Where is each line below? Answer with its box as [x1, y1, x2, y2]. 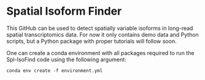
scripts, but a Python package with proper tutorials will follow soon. [6, 37, 177, 45]
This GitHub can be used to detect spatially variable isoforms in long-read [6, 24, 193, 32]
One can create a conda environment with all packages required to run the [6, 49, 195, 56]
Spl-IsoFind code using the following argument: [6, 56, 127, 63]
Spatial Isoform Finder [6, 4, 122, 18]
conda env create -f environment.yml [6, 67, 103, 74]
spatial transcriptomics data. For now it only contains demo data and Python [6, 31, 199, 38]
